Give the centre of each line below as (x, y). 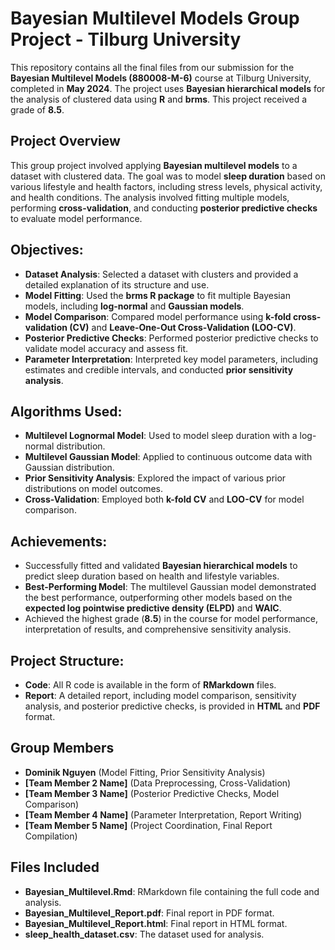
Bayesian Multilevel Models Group (155, 18)
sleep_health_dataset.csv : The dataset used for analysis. (144, 934)
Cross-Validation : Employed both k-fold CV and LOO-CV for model (164, 499)
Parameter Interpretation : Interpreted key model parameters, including (171, 359)
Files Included (55, 867)
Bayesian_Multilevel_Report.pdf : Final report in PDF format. (149, 913)
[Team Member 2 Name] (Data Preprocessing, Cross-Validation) (158, 783)
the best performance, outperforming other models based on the (158, 598)
